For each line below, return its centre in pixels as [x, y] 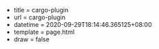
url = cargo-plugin [40, 17]
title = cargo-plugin [41, 10]
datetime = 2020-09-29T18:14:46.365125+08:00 [83, 24]
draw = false [31, 39]
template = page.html [44, 32]
